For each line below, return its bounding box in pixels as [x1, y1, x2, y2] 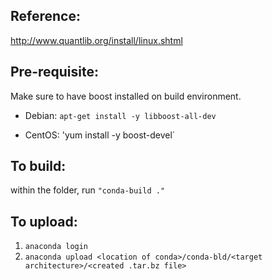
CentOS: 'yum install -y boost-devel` [24, 129, 176, 141]
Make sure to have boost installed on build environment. [10, 90, 242, 102]
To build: [10, 158, 67, 175]
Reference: [10, 8, 81, 25]
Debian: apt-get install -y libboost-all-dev [24, 109, 217, 121]
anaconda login [24, 242, 89, 252]
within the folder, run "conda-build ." [10, 184, 166, 196]
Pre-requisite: [10, 64, 99, 81]
